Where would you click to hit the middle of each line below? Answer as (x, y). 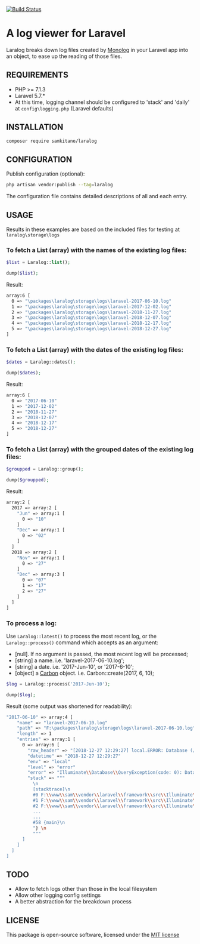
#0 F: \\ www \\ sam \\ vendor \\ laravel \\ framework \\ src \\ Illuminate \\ (115, 795)
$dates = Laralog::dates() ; (41, 362)
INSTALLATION (35, 127)
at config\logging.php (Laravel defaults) (64, 108)
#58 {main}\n (49, 823)
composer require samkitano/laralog (51, 141)
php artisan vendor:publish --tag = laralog (60, 185)
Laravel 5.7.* (30, 96)
